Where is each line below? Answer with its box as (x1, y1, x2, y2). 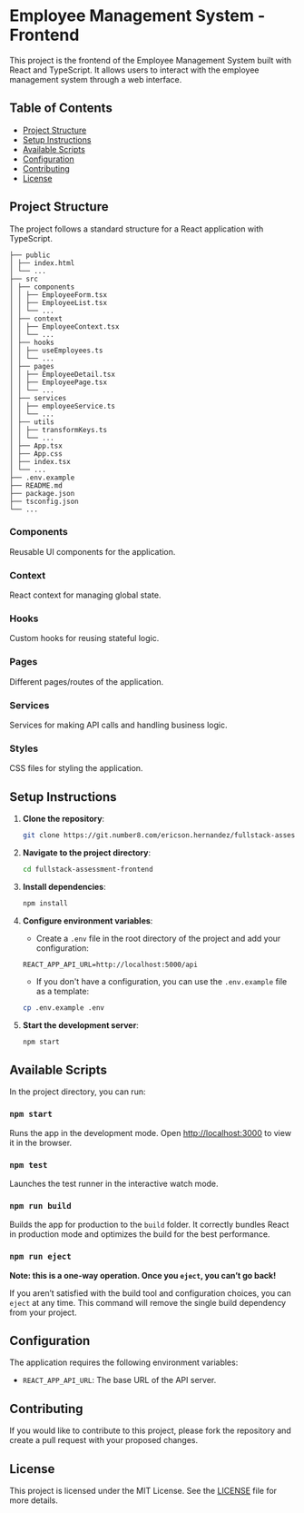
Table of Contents (9, 101, 113, 116)
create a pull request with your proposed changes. (9, 1435, 198, 1446)
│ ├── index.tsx (9, 457, 71, 466)
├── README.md (9, 480, 64, 490)
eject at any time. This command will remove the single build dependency (9, 1297, 287, 1308)
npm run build (9, 1201, 72, 1211)
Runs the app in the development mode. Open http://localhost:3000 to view (9, 1127, 292, 1138)
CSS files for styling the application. (9, 763, 143, 774)
